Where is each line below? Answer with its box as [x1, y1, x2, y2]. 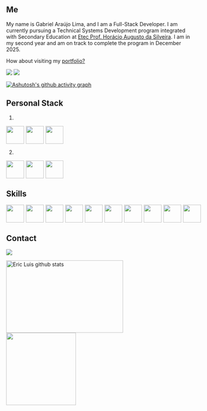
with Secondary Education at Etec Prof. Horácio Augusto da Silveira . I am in [6, 33, 190, 40]
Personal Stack [6, 98, 63, 109]
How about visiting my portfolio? [6, 57, 85, 64]
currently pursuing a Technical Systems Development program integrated [6, 27, 186, 34]
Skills [6, 189, 27, 199]
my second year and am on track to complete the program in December [6, 39, 181, 46]
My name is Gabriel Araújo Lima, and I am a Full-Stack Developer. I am [6, 20, 178, 27]
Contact [6, 233, 37, 243]
